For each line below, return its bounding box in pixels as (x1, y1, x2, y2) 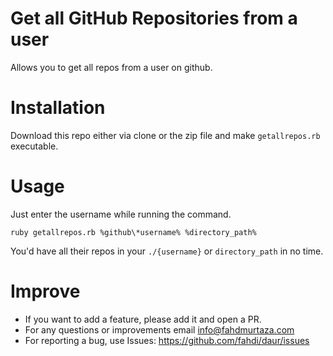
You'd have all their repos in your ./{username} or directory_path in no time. (10, 245, 324, 257)
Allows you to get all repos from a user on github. (10, 61, 213, 73)
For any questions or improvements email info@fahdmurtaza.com (24, 323, 295, 336)
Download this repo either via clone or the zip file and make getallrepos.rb (10, 129, 321, 141)
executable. (10, 140, 59, 152)
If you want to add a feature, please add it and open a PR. (24, 313, 262, 325)
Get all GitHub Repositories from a (10, 7, 298, 30)
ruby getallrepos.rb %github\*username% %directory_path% (10, 227, 257, 237)
